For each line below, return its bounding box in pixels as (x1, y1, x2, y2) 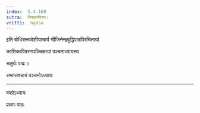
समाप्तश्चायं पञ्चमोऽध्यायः (6, 72, 53, 79)
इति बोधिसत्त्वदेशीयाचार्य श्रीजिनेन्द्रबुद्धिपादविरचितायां (6, 36, 99, 43)
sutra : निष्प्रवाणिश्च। (6, 14, 49, 20)
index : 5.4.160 (6, 8, 46, 15)
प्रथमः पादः (6, 101, 25, 108)
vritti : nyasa (6, 20, 44, 26)
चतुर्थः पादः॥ (6, 60, 29, 67)
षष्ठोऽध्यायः (6, 89, 27, 96)
